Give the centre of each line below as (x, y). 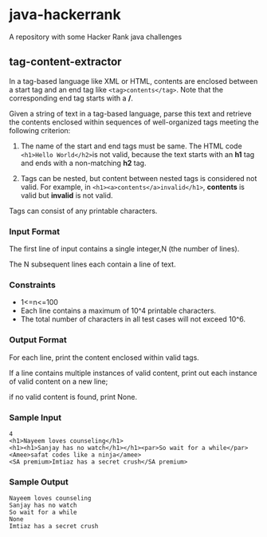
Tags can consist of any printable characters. (83, 211)
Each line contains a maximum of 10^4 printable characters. (118, 311)
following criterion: (40, 130)
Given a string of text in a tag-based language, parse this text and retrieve (130, 113)
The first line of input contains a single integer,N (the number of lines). (124, 249)
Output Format (38, 340)
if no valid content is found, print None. (73, 397)
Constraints (33, 285)
